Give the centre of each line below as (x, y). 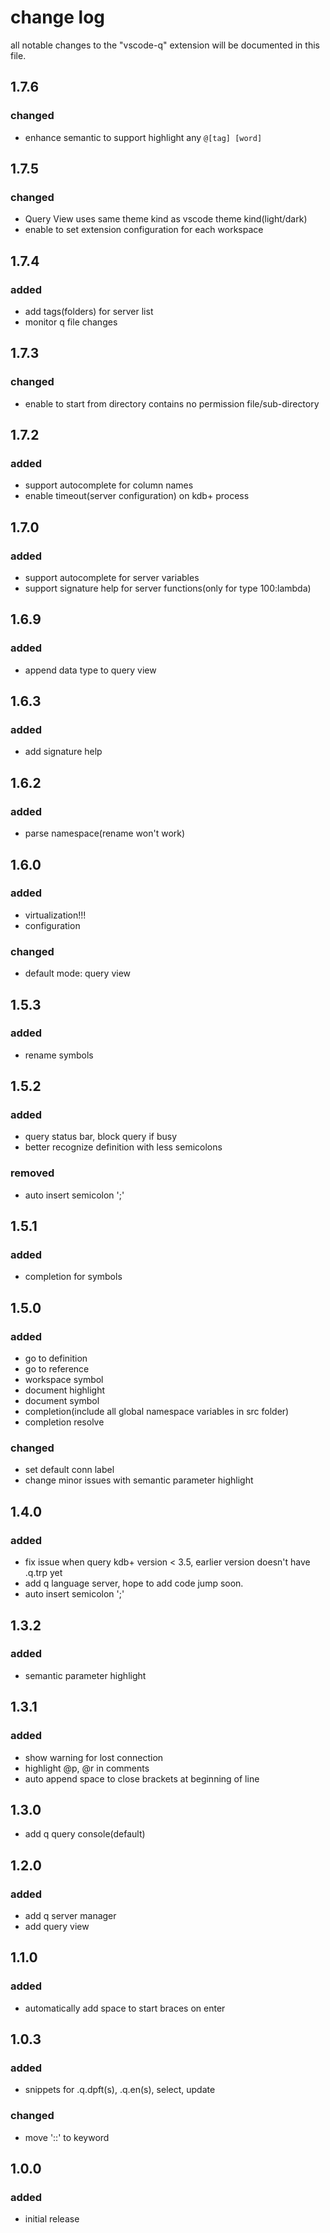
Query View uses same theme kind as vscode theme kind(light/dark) (166, 219)
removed (32, 1173)
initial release (52, 2219)
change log (58, 17)
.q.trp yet (43, 1573)
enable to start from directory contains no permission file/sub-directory (172, 403)
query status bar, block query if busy (101, 1137)
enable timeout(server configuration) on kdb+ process (137, 496)
